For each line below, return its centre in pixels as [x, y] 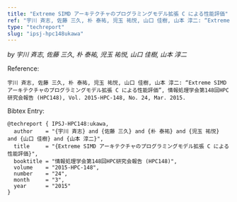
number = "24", [41, 174]
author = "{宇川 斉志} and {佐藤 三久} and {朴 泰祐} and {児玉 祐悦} [117, 131]
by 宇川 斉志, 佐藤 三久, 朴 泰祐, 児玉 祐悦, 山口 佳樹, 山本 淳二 [97, 54]
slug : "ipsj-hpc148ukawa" [45, 34]
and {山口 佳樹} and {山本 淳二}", [56, 139]
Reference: [23, 69]
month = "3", [39, 180]
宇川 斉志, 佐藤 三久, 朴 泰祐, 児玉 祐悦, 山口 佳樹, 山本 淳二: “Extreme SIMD [117, 83]
